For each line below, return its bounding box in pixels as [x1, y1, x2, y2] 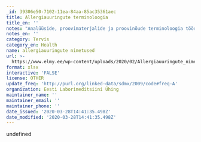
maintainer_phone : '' [6, 103, 60, 109]
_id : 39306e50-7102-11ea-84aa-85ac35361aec [6, 8, 117, 15]
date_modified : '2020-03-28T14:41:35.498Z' [6, 114, 117, 120]
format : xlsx [6, 64, 39, 70]
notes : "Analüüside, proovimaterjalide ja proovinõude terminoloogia [6, 25, 184, 32]
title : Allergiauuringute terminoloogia [6, 14, 109, 20]
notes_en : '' [6, 31, 39, 37]
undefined [6, 131, 32, 138]
